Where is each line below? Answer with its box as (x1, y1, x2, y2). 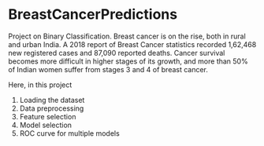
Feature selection (19, 111, 76, 121)
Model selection (19, 120, 73, 130)
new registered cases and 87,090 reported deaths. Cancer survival (8, 48, 225, 57)
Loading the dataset (19, 95, 85, 104)
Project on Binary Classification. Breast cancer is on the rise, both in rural (8, 31, 246, 41)
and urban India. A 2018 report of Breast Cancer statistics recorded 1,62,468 (8, 39, 257, 49)
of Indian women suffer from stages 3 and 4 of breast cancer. (8, 64, 209, 74)
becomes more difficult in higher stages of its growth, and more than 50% (8, 57, 248, 66)
